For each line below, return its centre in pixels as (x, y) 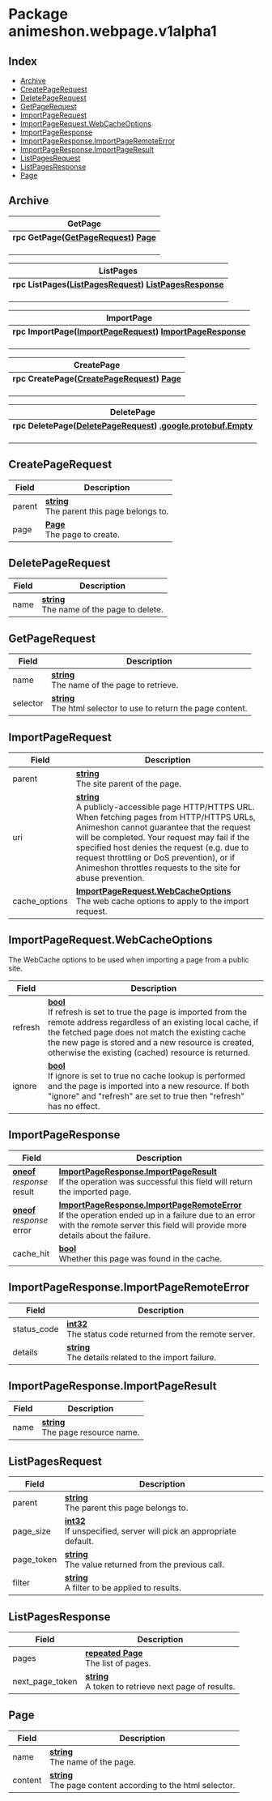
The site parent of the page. (129, 784)
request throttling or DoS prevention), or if (155, 858)
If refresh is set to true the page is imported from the (148, 1012)
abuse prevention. (110, 878)
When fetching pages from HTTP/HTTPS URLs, (166, 817)
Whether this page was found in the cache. (140, 1258)
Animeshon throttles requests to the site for (158, 868)
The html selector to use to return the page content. (149, 708)
